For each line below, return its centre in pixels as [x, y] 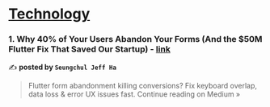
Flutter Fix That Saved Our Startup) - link [90, 49]
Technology [49, 14]
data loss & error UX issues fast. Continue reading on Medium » [134, 94]
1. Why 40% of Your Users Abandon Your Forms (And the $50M [135, 39]
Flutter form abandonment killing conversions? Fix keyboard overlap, [142, 86]
